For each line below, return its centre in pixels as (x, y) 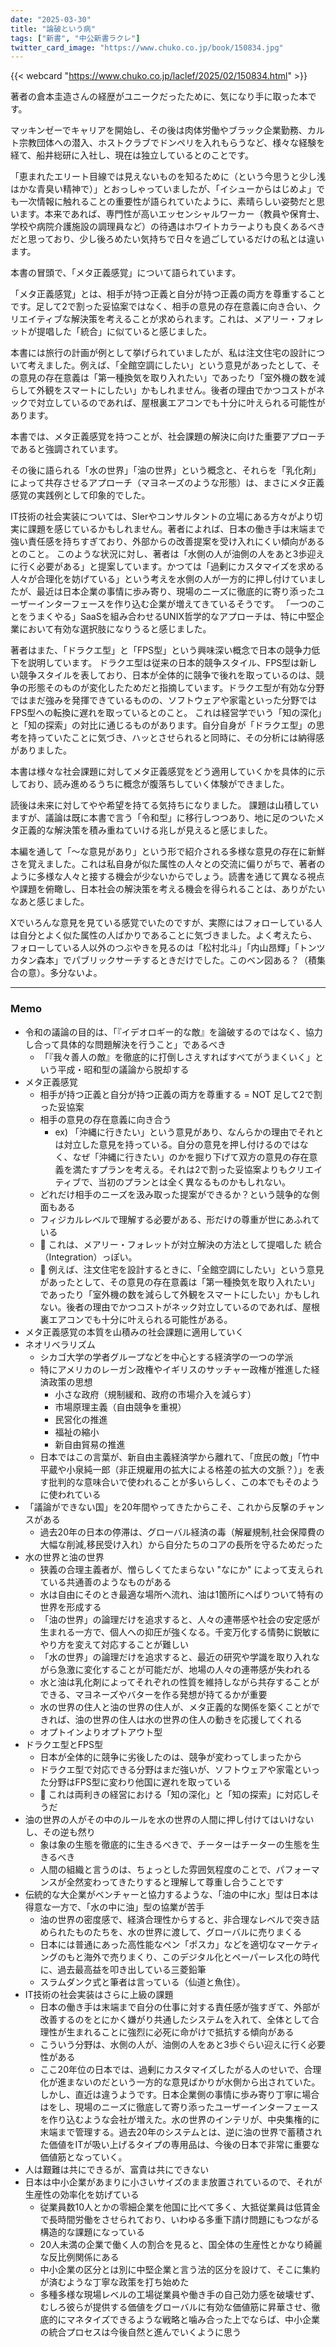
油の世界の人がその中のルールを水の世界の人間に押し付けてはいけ (160, 1819)
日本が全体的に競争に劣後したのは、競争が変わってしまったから (171, 1757)
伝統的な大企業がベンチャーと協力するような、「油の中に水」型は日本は (171, 1894)
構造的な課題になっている (92, 2232)
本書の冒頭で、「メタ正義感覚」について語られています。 (126, 273)
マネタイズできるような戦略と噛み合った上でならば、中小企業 (193, 2319)
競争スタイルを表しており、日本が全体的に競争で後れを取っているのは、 (167, 675)
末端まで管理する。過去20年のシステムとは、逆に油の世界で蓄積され (181, 2132)
